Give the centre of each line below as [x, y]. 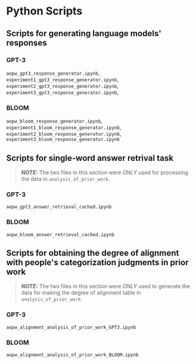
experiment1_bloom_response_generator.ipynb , [64, 127]
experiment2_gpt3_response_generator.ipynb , [62, 86]
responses [27, 42]
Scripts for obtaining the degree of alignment [93, 253]
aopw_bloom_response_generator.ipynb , [54, 121]
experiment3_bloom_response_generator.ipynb [63, 140]
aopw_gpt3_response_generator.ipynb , [53, 73]
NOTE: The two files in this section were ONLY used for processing [105, 172]
